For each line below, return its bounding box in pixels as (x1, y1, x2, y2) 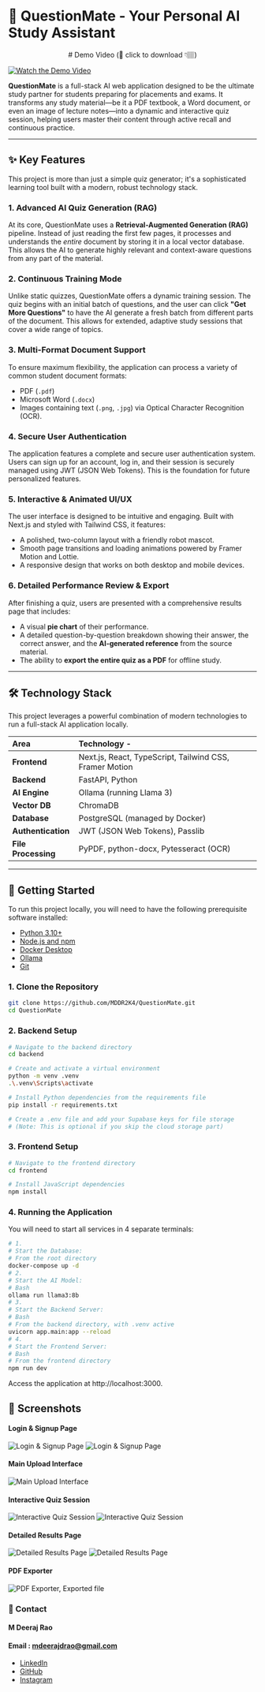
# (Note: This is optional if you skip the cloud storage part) (8, 1122, 224, 1130)
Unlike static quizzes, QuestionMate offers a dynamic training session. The (8, 291, 251, 301)
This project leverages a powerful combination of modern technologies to (8, 712, 248, 721)
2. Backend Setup (8, 1025, 77, 1036)
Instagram (19, 1675, 53, 1685)
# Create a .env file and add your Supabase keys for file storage (8, 1115, 235, 1123)
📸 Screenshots (8, 1402, 82, 1415)
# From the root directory (8, 1254, 97, 1263)
